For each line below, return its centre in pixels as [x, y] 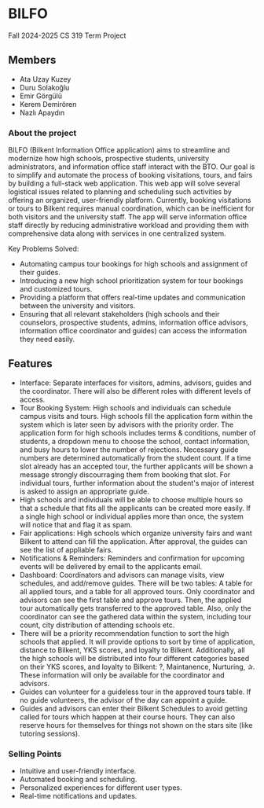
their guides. [40, 273]
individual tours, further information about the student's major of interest [137, 483]
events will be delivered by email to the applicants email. [111, 566]
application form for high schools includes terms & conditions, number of [138, 432]
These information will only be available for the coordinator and [122, 675]
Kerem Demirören [48, 104]
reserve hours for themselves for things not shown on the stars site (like [136, 725]
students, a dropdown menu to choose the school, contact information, [134, 441]
